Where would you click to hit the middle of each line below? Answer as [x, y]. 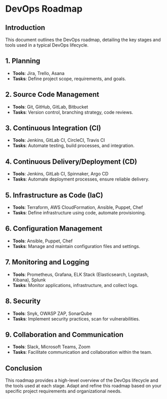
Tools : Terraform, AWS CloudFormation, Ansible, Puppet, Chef [78, 207]
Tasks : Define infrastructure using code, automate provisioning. [79, 213]
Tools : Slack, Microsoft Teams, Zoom [51, 347]
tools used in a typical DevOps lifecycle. [47, 45]
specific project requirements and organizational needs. [64, 391]
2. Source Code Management [52, 95]
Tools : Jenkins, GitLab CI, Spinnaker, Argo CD [60, 174]
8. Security [23, 301]
